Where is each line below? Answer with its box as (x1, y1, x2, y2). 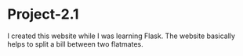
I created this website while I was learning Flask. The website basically (7, 31, 236, 40)
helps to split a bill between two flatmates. (7, 39, 143, 48)
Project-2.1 (7, 5, 79, 23)
